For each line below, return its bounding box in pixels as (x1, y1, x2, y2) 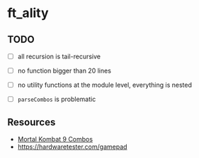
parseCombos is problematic (17, 95, 96, 104)
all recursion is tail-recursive (17, 52, 101, 60)
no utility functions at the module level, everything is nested (17, 80, 193, 90)
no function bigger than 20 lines (17, 66, 112, 75)
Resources (7, 116, 56, 128)
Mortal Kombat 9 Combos (17, 135, 93, 144)
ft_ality (7, 5, 49, 21)
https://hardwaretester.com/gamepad (17, 142, 127, 151)
